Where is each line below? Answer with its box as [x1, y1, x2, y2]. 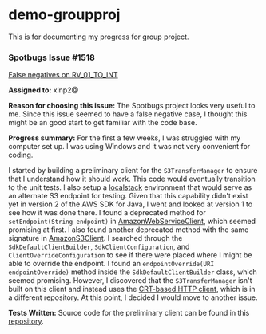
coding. [8, 150, 34, 160]
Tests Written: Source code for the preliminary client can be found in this [8, 308, 250, 318]
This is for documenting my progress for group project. [8, 32, 189, 41]
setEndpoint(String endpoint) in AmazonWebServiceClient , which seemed [8, 217, 256, 226]
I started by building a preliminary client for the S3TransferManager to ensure [8, 166, 258, 175]
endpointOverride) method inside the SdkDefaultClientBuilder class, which [8, 267, 257, 277]
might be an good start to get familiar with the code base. [8, 118, 197, 128]
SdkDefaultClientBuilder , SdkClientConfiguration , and [8, 242, 190, 252]
